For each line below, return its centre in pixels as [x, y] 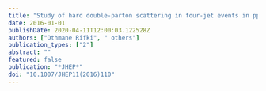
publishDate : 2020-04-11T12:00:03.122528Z [79, 30]
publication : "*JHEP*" [46, 67]
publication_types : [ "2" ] [51, 45]
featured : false [35, 60]
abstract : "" [30, 52]
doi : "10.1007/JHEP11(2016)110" [61, 74]
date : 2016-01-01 [37, 23]
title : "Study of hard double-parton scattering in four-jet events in [129, 15]
